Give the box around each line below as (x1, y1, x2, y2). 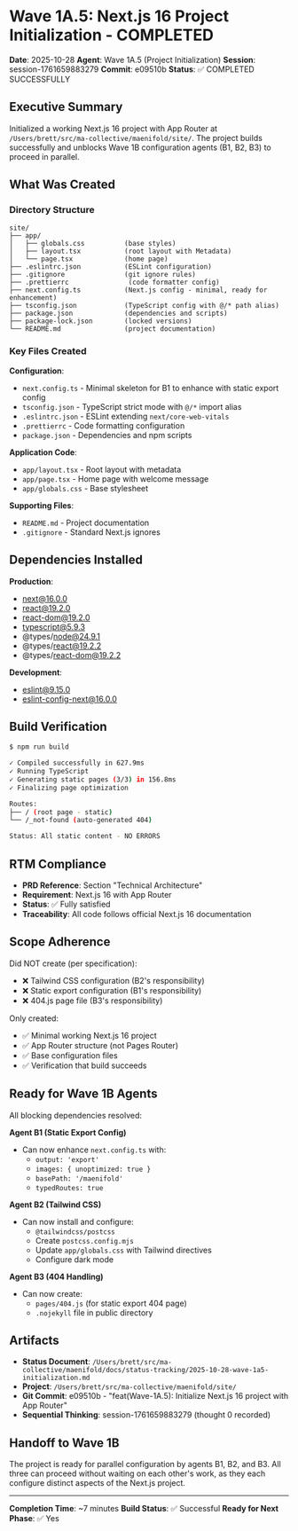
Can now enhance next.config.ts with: (21, 1144, 167, 1155)
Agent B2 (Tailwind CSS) (9, 1199, 102, 1210)
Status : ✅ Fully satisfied (21, 899, 111, 910)
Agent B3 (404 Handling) (9, 1271, 104, 1282)
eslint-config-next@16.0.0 (21, 694, 118, 704)
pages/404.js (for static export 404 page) (35, 1298, 188, 1308)
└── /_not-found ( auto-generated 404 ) (9, 816, 153, 825)
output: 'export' (35, 1155, 100, 1164)
